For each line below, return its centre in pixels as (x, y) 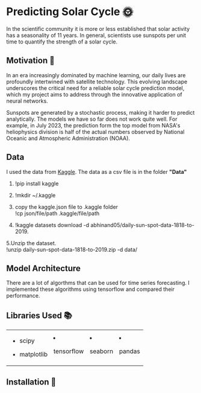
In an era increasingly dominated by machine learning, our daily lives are (96, 75)
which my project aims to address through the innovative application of (94, 94)
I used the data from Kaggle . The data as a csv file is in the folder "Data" (97, 171)
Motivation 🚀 (31, 61)
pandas (129, 351)
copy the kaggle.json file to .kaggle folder (66, 206)
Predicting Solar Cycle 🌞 (70, 12)
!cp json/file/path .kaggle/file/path (57, 213)
